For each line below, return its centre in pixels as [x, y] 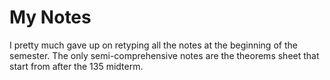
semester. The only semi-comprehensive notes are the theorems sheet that [164, 55]
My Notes [50, 17]
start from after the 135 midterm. [76, 66]
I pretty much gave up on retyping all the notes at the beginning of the [153, 45]
